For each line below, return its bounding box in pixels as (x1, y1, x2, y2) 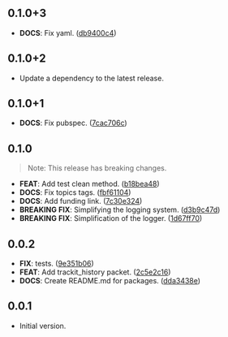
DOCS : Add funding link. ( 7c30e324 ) (19, 197, 143, 206)
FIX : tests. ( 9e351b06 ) (19, 259, 94, 269)
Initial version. (19, 321, 67, 331)
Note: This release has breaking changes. (27, 163, 167, 173)
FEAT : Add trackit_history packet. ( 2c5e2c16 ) (19, 267, 171, 277)
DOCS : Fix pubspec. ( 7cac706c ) (19, 118, 127, 128)
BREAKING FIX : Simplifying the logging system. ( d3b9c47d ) (19, 205, 221, 214)
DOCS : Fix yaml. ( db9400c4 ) (19, 28, 117, 37)
